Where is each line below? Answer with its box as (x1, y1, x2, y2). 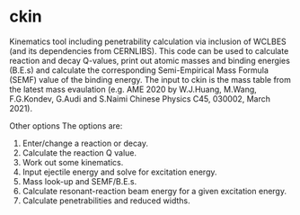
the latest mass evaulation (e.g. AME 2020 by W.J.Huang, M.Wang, (9, 84, 258, 94)
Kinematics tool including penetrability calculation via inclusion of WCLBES (9, 36, 287, 47)
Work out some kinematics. (22, 157, 124, 167)
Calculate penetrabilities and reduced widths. (22, 195, 190, 206)
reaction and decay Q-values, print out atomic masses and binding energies (9, 55, 290, 66)
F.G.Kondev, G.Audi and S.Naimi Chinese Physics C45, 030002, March (9, 93, 271, 104)
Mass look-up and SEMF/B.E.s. (22, 175, 137, 186)
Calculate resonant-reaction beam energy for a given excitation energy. (22, 185, 287, 196)
